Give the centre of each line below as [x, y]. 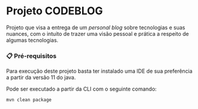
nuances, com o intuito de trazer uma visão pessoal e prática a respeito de [98, 33]
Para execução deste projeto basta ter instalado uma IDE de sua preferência [99, 71]
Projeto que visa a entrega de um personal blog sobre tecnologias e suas [96, 27]
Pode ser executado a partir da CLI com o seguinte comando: [81, 89]
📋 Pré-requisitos [31, 56]
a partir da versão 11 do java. [41, 77]
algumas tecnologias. [32, 40]
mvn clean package [29, 100]
